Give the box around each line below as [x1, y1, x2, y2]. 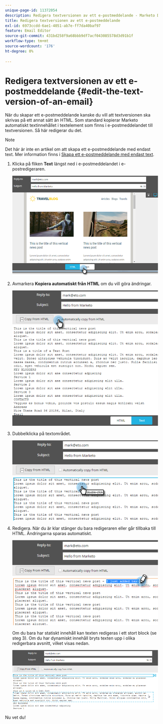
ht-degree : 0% [5, 49, 34, 53]
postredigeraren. [12, 166, 46, 172]
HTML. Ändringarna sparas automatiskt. [12, 531, 92, 537]
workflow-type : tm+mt [5, 39, 49, 44]
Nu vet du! [5, 714, 26, 721]
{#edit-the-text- [77, 85, 144, 97]
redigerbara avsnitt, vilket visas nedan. [12, 640, 90, 646]
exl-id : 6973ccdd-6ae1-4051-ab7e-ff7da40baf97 [5, 23, 101, 28]
